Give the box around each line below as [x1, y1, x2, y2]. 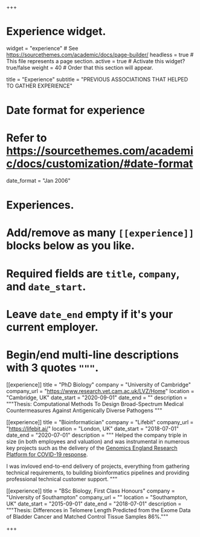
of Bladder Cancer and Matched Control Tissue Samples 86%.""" [6, 513, 169, 520]
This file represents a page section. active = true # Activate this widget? [6, 57, 185, 64]
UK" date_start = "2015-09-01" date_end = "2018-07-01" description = [6, 500, 182, 507]
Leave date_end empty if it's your [6, 307, 173, 321]
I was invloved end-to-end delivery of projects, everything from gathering [6, 462, 190, 470]
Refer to [6, 131, 47, 145]
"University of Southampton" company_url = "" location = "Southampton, [6, 493, 188, 501]
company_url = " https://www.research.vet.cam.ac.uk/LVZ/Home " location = [6, 387, 195, 394]
